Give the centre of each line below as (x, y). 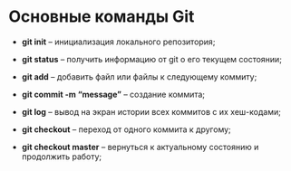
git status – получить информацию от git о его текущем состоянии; (152, 59)
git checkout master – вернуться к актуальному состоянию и (140, 147)
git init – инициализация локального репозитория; (118, 42)
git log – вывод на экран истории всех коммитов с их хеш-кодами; (151, 111)
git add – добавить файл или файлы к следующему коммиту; (139, 76)
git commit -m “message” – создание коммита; (113, 94)
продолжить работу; (62, 157)
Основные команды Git (102, 17)
